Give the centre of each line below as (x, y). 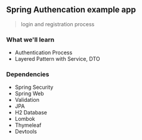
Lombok (25, 119)
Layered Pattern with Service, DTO (57, 59)
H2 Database (31, 113)
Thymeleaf (28, 125)
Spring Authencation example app (71, 10)
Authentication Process (44, 52)
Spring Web (29, 94)
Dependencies (28, 74)
